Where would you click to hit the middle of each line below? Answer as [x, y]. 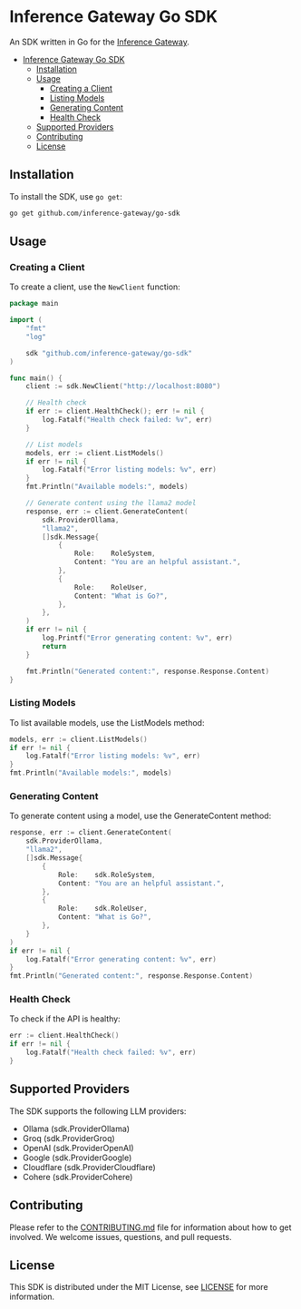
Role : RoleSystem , [115, 554]
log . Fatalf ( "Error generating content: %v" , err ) [121, 959]
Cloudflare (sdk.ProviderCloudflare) [89, 1167]
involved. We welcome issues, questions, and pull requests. [121, 1236]
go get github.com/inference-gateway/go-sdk [95, 213]
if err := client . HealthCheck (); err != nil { [115, 411]
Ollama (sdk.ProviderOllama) [76, 1128]
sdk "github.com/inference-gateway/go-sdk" [109, 353]
